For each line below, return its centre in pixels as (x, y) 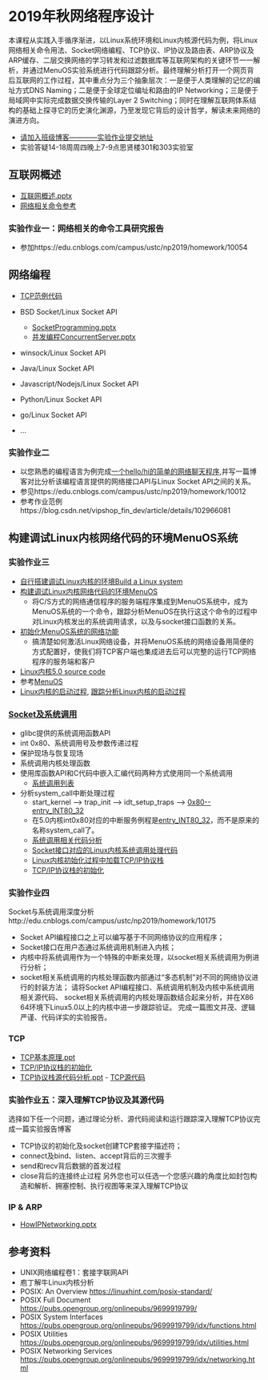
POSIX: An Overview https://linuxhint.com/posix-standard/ (116, 1292)
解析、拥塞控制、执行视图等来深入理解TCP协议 (111, 1186)
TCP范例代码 (41, 295)
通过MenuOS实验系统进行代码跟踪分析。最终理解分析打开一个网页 (138, 70)
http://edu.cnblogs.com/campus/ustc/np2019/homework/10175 (112, 921)
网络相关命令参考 (48, 206)
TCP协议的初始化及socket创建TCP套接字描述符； (101, 1146)
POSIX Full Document (55, 1300)
